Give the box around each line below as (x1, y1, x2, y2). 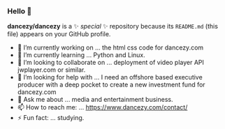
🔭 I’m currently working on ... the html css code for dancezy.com (17, 43, 204, 52)
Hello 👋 (7, 6, 32, 16)
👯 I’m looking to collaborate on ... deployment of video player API (17, 59, 205, 67)
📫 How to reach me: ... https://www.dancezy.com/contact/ (17, 103, 188, 112)
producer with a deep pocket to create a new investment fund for (17, 80, 205, 89)
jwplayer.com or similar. (17, 66, 86, 74)
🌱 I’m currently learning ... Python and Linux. (17, 51, 145, 59)
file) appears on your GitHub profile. (7, 30, 111, 38)
